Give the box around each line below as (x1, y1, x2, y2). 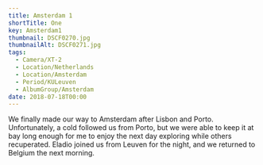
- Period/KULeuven (15, 78, 77, 86)
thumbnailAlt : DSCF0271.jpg (8, 41, 102, 49)
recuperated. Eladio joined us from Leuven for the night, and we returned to (8, 140, 256, 149)
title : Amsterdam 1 (8, 11, 73, 20)
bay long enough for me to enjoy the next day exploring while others (8, 132, 232, 141)
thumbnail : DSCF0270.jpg (8, 33, 91, 42)
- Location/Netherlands (15, 63, 94, 71)
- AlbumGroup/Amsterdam (15, 85, 94, 94)
